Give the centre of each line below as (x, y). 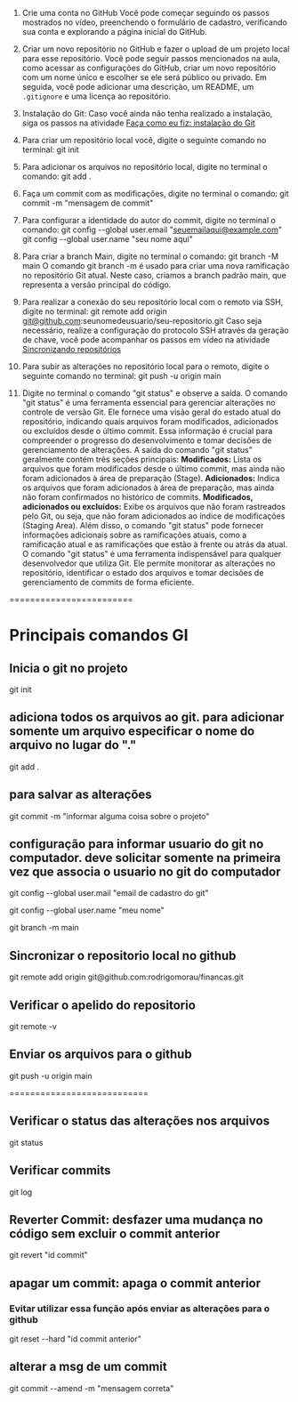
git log (21, 1192)
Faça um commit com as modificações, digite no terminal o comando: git (155, 193)
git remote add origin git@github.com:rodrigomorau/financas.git (127, 977)
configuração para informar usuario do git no (137, 844)
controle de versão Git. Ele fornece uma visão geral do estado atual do (151, 412)
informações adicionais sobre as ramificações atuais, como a (134, 535)
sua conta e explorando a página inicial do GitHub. (114, 32)
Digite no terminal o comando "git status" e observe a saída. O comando (155, 393)
